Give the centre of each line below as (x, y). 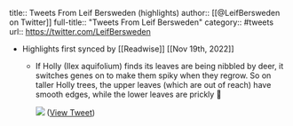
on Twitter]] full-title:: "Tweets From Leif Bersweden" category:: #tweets (141, 22)
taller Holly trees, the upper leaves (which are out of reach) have (153, 85)
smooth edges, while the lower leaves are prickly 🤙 (128, 94)
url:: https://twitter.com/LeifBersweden (80, 31)
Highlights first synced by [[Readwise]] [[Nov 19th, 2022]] (128, 49)
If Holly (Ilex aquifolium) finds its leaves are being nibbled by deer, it (159, 66)
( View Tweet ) (71, 113)
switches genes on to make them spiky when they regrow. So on (153, 75)
